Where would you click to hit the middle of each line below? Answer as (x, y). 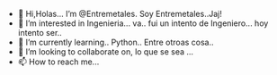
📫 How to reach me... (58, 62)
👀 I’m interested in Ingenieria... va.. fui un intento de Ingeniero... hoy (143, 23)
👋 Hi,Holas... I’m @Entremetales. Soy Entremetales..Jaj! (120, 14)
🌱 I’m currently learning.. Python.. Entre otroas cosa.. (116, 42)
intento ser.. (40, 33)
